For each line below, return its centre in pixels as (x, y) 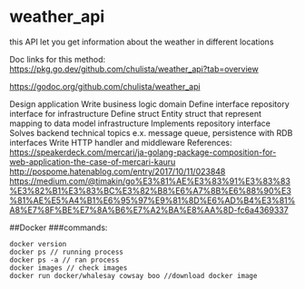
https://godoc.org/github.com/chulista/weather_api (105, 86)
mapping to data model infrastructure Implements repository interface (140, 123)
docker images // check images (69, 268)
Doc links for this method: (58, 59)
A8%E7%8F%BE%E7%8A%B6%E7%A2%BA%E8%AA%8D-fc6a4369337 (149, 209)
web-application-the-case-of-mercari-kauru (93, 161)
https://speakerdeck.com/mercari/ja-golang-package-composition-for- (143, 152)
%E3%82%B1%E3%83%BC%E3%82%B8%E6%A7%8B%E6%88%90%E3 (151, 190)
